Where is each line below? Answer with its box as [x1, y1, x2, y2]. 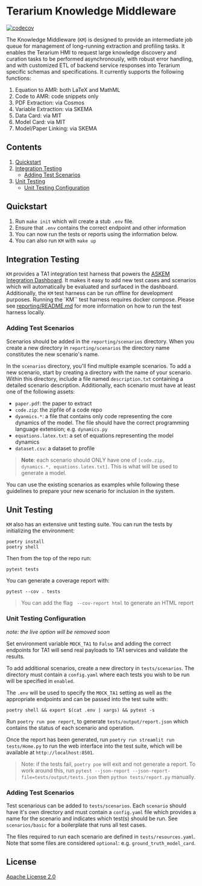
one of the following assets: [6, 388, 75, 395]
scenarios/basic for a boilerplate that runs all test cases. [6, 821, 147, 829]
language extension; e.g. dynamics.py [14, 425, 108, 433]
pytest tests [6, 566, 39, 572]
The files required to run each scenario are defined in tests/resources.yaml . [6, 833, 196, 841]
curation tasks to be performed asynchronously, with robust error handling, [6, 55, 194, 62]
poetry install [6, 539, 45, 545]
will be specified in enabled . [6, 677, 75, 684]
